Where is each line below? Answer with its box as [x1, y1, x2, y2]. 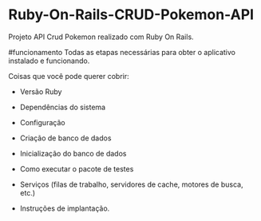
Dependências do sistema [19, 102, 106, 112]
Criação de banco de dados [19, 133, 112, 143]
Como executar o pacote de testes [19, 164, 134, 173]
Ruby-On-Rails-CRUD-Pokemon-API [8, 6, 254, 24]
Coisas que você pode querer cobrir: [8, 71, 129, 81]
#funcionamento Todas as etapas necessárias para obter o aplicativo [8, 47, 235, 57]
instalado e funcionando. [8, 56, 90, 65]
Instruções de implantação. [19, 203, 110, 213]
